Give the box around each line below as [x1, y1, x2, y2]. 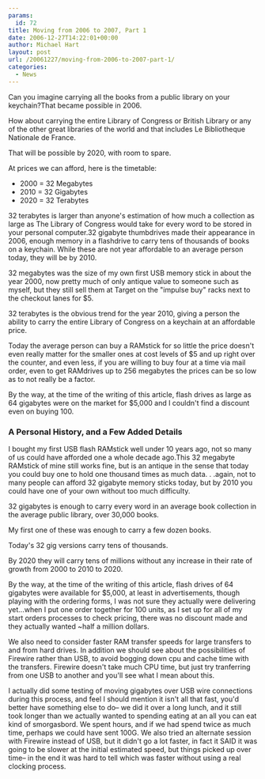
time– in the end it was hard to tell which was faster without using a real [8, 753, 241, 762]
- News [15, 70, 37, 78]
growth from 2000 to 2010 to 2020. [8, 564, 123, 573]
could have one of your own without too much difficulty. [8, 486, 191, 495]
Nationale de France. [8, 132, 77, 142]
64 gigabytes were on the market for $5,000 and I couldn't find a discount [8, 398, 250, 407]
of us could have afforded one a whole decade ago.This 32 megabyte [8, 452, 236, 462]
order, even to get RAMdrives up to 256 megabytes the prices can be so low [8, 365, 257, 376]
